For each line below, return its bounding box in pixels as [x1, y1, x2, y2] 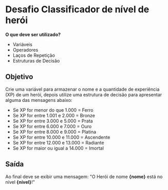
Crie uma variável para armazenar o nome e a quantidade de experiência [5, 86, 160, 92]
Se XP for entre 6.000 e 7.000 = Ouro [12, 123, 92, 129]
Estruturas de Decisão [12, 57, 60, 64]
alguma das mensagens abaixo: [5, 97, 72, 103]
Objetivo [5, 73, 33, 81]
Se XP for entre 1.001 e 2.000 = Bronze [12, 112, 96, 118]
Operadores [12, 47, 39, 53]
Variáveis [12, 41, 32, 47]
